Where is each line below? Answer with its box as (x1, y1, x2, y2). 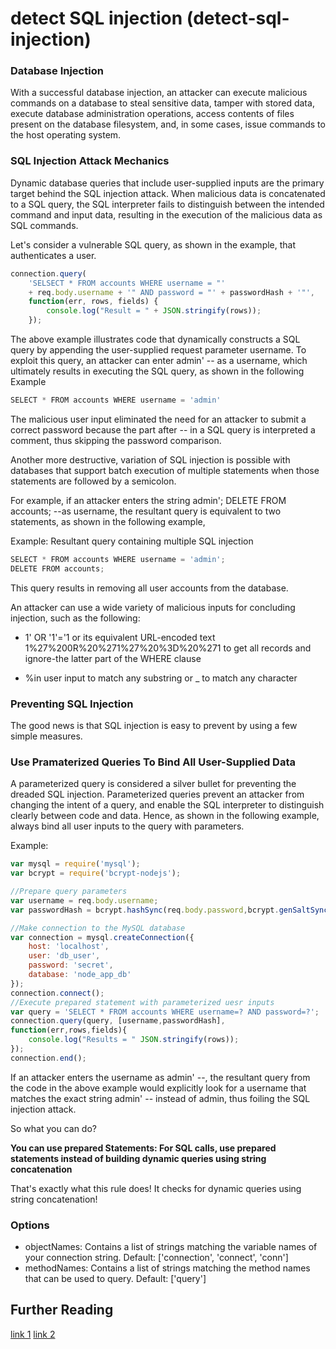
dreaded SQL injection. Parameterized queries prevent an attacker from (10, 788, 305, 801)
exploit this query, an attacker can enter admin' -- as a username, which (10, 355, 308, 367)
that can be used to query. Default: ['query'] (24, 1273, 207, 1285)
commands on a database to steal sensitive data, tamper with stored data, (10, 97, 315, 109)
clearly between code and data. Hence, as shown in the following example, (10, 810, 320, 822)
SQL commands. (10, 219, 79, 231)
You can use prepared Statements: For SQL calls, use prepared (10, 1142, 277, 1154)
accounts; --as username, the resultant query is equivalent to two (10, 505, 282, 517)
